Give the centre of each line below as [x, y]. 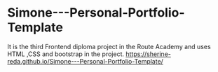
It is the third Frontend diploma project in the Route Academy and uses [109, 46]
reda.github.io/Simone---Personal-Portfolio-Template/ [85, 61]
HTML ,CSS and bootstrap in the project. [66, 54]
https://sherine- [149, 54]
